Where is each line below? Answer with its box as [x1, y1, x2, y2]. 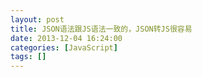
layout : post [10, 14, 65, 25]
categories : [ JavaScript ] [10, 42, 118, 53]
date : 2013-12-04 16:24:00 [10, 33, 123, 43]
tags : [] [10, 52, 47, 62]
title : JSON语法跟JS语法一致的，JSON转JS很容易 [10, 24, 193, 34]
